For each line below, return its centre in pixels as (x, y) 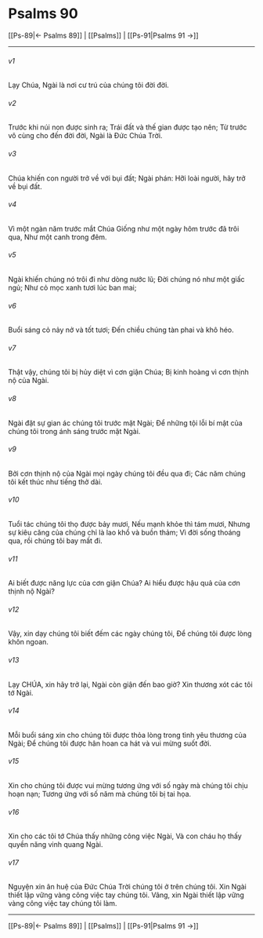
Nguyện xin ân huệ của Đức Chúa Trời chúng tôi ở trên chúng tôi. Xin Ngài (127, 887)
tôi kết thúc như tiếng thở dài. (56, 482)
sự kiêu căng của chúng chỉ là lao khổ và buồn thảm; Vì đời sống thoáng (124, 532)
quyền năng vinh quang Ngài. (56, 845)
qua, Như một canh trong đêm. (58, 237)
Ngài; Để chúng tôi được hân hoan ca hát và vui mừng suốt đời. (110, 743)
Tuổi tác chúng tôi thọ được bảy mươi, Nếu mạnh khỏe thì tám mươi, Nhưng (129, 524)
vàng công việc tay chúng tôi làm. (63, 903)
